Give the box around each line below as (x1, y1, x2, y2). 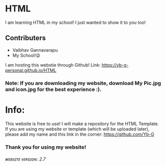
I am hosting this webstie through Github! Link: (5, 62, 101, 68)
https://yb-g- (101, 62, 129, 68)
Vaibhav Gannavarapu (12, 47, 58, 53)
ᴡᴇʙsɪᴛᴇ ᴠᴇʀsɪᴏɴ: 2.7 (5, 156, 46, 162)
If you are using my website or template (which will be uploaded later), (5, 126, 150, 132)
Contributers (5, 34, 46, 42)
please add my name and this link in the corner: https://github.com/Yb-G (5, 131, 155, 137)
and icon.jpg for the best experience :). (5, 85, 102, 92)
